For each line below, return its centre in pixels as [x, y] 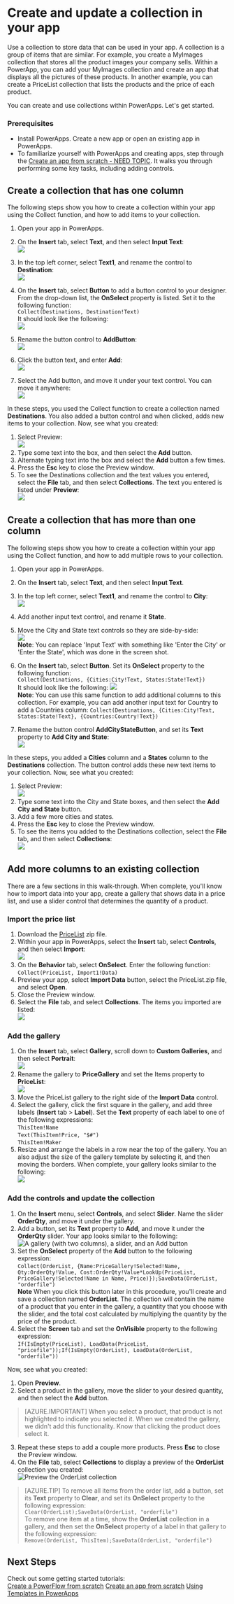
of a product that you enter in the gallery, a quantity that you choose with [122, 1306]
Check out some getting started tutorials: [66, 1579]
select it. [37, 1433]
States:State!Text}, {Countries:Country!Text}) [88, 716]
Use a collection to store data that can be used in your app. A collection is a [116, 47]
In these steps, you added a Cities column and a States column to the [108, 757]
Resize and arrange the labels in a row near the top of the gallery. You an [122, 1150]
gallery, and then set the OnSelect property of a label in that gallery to [125, 1526]
